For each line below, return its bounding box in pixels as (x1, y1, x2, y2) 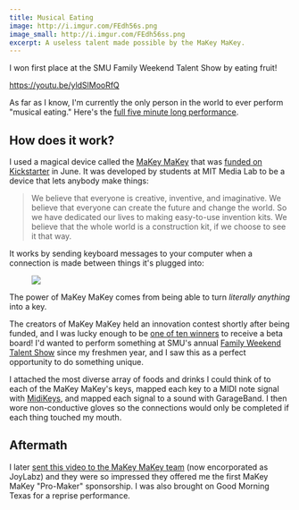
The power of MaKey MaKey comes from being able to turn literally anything (9, 292, 290, 302)
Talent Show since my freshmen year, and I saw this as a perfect (9, 347, 247, 358)
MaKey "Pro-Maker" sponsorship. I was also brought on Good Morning (9, 480, 270, 491)
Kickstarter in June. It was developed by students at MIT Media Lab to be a (9, 166, 286, 177)
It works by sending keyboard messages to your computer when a (9, 248, 253, 259)
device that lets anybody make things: (9, 175, 149, 186)
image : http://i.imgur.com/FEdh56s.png (9, 21, 158, 30)
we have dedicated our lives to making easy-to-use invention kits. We (30, 212, 287, 223)
